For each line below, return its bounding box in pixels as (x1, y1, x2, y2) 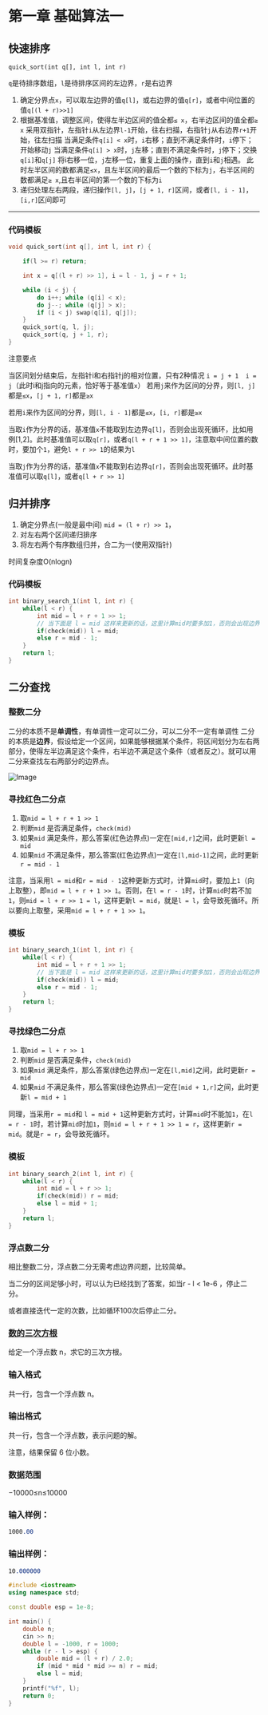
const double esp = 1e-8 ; (8, 1603, 94, 1611)
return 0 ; (22, 1692, 56, 1700)
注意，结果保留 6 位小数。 (8, 1447, 94, 1457)
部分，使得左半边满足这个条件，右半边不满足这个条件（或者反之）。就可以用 (8, 746, 257, 755)
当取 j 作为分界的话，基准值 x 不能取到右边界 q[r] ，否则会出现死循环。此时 (8, 461, 246, 471)
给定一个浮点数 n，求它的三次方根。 (8, 1347, 127, 1357)
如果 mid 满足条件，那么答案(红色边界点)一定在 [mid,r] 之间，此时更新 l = (19, 833, 256, 842)
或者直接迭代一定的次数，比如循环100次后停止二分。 (8, 1305, 181, 1315)
